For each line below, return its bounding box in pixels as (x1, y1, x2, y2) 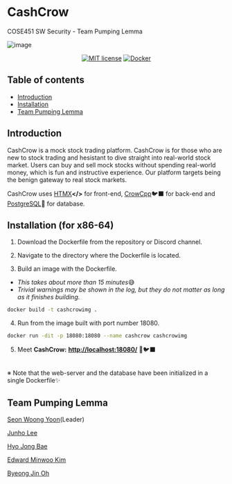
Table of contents (7, 74, 84, 86)
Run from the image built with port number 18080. (17, 319, 160, 327)
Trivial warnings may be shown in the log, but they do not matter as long (17, 285, 225, 294)
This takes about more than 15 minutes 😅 (17, 278, 135, 287)
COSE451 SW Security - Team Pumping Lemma (7, 27, 143, 35)
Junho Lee (7, 428, 38, 437)
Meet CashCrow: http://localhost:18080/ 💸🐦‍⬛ (17, 345, 156, 354)
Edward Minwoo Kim (7, 456, 66, 464)
